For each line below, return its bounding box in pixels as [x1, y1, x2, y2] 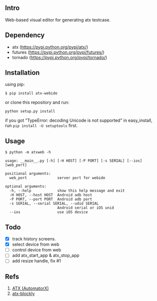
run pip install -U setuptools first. [5, 123, 78, 129]
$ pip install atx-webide [5, 91, 57, 96]
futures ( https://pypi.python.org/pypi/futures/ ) [12, 49, 105, 55]
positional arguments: [5, 171, 51, 176]
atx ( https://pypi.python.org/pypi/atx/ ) [12, 44, 88, 50]
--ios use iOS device [9, 210, 88, 215]
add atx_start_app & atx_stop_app [12, 253, 80, 258]
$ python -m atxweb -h [5, 150, 51, 155]
